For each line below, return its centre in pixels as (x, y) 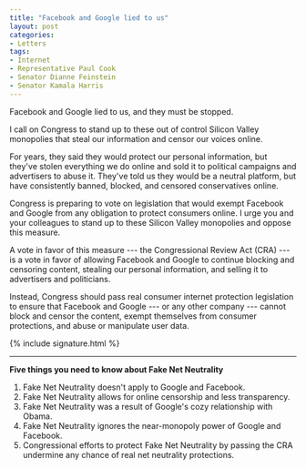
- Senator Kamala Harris (56, 86)
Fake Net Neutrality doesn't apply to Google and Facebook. (134, 387)
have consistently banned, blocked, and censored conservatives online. (144, 185)
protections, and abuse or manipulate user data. (99, 325)
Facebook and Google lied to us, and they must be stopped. (122, 111)
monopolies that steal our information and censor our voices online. (136, 138)
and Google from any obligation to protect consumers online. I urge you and (152, 213)
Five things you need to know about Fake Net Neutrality (117, 369)
